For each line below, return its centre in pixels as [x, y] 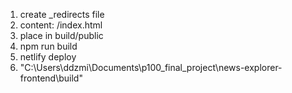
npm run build [48, 46]
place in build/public [61, 35]
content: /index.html [61, 25]
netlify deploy [48, 57]
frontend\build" [51, 78]
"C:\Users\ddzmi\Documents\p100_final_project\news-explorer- [151, 67]
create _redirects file [62, 14]
